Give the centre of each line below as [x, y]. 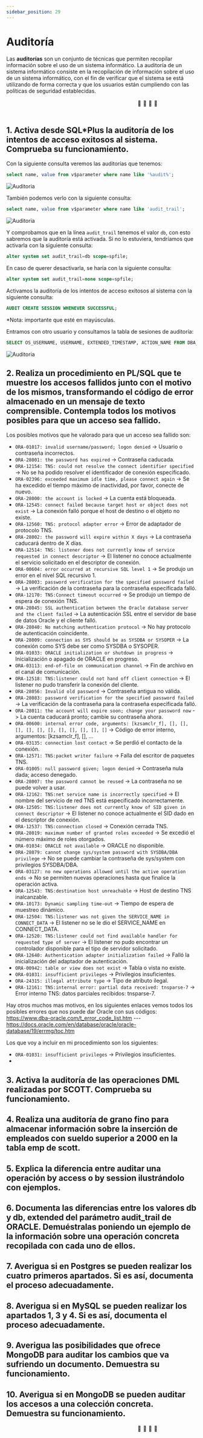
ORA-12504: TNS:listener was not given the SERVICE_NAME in [92, 917]
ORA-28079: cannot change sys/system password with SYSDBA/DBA [96, 853]
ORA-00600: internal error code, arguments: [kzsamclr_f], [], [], [101, 724]
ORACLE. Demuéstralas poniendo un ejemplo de [99, 1227]
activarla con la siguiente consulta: [50, 245]
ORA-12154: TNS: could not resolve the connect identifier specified [105, 467]
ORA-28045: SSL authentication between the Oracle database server [101, 608]
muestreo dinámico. [40, 910]
